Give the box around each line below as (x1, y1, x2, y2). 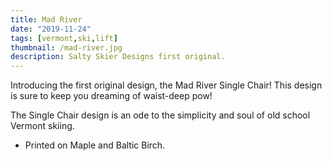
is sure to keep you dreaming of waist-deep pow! (10, 90, 213, 102)
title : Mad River (10, 14, 83, 25)
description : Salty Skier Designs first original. (10, 52, 226, 62)
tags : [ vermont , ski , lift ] (10, 33, 118, 43)
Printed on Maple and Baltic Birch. (24, 139, 166, 151)
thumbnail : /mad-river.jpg (10, 42, 123, 53)
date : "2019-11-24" (10, 24, 92, 34)
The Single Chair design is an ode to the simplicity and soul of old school (10, 109, 311, 121)
